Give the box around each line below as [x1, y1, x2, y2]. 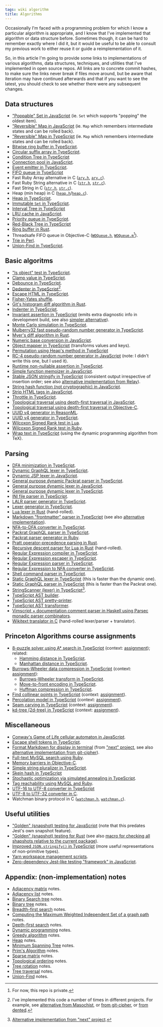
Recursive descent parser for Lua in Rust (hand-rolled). [12, 545, 123, 551]
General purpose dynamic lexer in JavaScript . [12, 483, 104, 489]
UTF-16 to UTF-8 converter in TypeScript [12, 785, 95, 791]
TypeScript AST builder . [12, 592, 60, 598]
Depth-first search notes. [12, 922, 63, 928]
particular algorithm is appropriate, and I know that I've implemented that [5, 30, 151, 36]
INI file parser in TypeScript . [12, 493, 68, 499]
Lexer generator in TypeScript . [12, 504, 73, 510]
